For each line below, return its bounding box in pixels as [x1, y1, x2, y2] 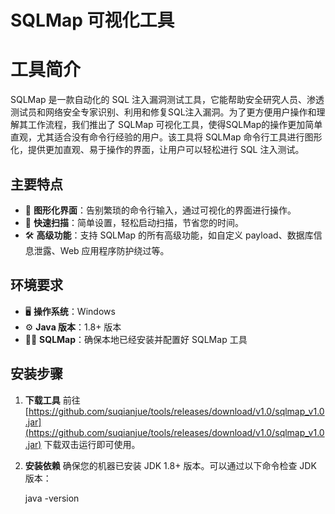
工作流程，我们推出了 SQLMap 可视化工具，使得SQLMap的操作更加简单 [27, 119, 323, 131]
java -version [24, 492, 80, 504]
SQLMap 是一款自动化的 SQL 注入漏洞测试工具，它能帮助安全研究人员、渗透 [10, 94, 325, 106]
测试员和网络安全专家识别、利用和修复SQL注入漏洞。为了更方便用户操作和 [10, 106, 317, 118]
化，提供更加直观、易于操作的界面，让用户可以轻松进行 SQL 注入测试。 [10, 144, 305, 156]
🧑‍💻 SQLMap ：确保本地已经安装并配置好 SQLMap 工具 [24, 333, 248, 345]
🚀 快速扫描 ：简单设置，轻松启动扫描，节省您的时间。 [24, 216, 244, 228]
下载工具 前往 [24, 394, 81, 406]
